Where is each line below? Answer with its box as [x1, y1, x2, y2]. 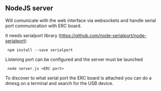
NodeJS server [5, 4, 54, 13]
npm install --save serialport [7, 47, 73, 52]
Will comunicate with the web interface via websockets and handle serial [5, 17, 156, 23]
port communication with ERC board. [5, 23, 82, 29]
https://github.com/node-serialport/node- [60, 32, 147, 38]
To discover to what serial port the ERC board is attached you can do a [5, 75, 152, 81]
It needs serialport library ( [5, 32, 60, 38]
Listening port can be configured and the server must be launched [5, 56, 143, 62]
